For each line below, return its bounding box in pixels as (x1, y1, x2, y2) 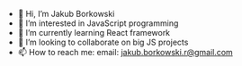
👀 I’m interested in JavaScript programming (17, 18, 179, 29)
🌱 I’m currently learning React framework (17, 28, 171, 37)
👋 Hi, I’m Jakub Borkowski (17, 9, 115, 19)
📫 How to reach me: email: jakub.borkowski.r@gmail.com (17, 47, 234, 57)
